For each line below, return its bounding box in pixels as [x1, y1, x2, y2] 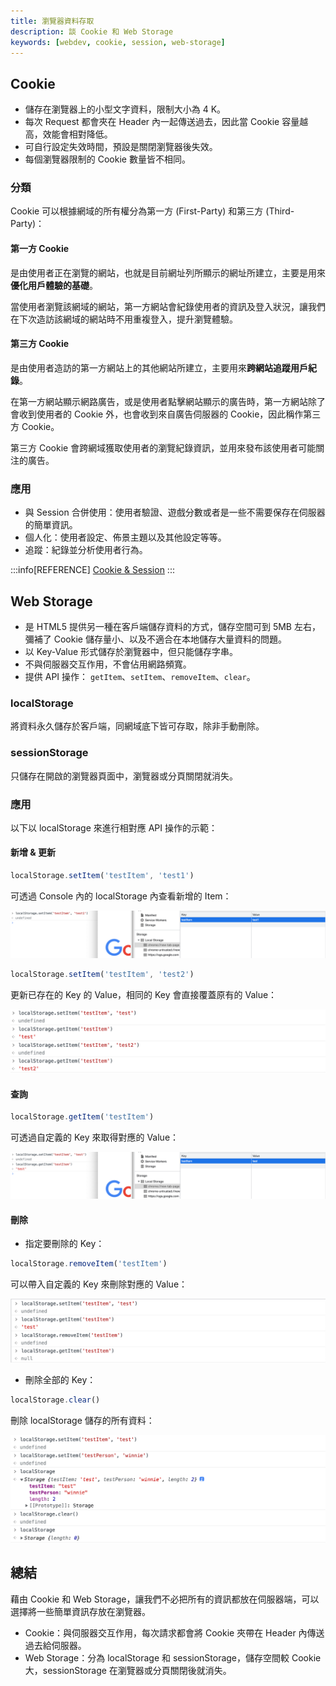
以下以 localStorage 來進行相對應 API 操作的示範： [10, 821, 218, 834]
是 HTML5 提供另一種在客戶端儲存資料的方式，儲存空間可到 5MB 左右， [24, 621, 321, 632]
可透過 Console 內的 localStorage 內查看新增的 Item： [10, 890, 232, 902]
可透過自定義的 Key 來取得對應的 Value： [10, 1131, 180, 1144]
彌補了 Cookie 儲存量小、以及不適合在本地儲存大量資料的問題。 [24, 633, 287, 645]
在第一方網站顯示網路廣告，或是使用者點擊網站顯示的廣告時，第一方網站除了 [10, 395, 326, 407]
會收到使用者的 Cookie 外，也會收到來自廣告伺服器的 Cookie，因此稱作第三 [10, 408, 322, 420]
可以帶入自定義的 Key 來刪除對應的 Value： [10, 1278, 188, 1290]
